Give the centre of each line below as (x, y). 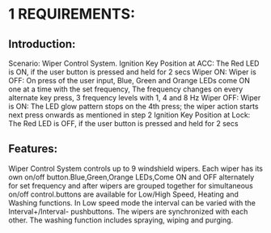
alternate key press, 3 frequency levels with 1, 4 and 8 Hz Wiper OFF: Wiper (135, 97)
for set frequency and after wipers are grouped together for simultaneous (131, 185)
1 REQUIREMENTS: (72, 14)
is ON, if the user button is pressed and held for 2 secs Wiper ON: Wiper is (132, 72)
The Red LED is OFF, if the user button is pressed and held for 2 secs (123, 123)
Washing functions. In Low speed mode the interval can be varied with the (132, 202)
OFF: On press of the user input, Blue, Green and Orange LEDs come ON (129, 80)
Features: (33, 149)
